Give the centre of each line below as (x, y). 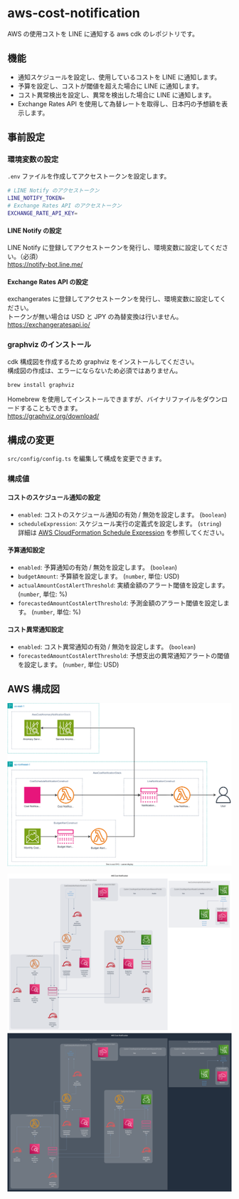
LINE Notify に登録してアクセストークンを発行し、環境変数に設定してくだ (115, 248)
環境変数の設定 (33, 160)
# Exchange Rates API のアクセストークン (65, 206)
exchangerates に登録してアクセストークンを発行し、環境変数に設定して (114, 299)
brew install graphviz (41, 385)
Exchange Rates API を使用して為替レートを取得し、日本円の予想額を (119, 103)
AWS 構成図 (34, 689)
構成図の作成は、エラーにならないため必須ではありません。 (95, 370)
